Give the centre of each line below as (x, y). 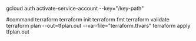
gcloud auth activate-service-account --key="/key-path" (75, 8)
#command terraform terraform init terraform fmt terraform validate (88, 19)
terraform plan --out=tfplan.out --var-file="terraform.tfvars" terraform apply (98, 26)
